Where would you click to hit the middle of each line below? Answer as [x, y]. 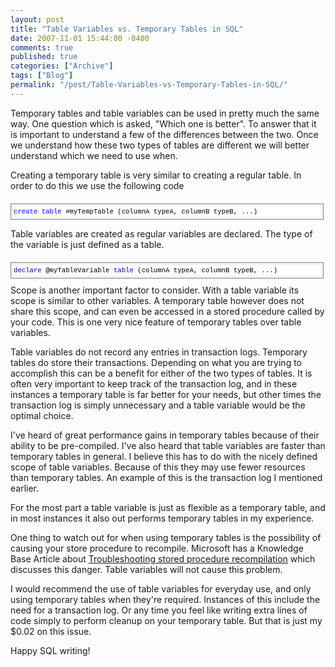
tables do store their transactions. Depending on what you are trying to [156, 362]
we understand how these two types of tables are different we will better [160, 145]
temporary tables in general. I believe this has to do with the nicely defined [164, 456]
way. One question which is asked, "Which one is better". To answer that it [163, 123]
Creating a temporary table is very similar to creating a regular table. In [156, 175]
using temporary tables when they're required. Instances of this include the [165, 599]
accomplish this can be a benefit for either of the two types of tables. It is [161, 373]
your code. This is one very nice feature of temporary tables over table [156, 322]
